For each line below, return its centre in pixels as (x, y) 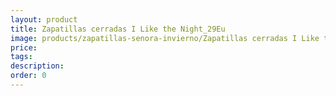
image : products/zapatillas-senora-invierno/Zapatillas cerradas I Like (165, 38)
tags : (21, 57)
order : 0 (28, 76)
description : (37, 66)
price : (24, 47)
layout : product (44, 19)
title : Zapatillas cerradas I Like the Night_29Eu (118, 29)
